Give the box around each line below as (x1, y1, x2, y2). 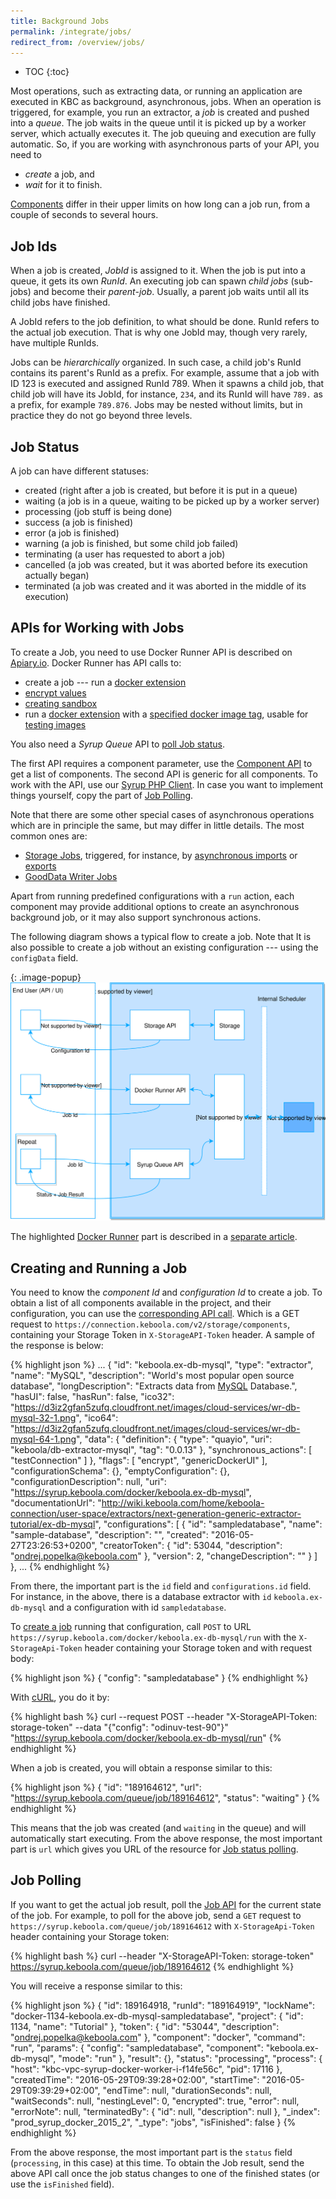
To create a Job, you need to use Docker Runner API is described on (10, 646, 293, 658)
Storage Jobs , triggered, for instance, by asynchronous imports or (24, 849, 298, 861)
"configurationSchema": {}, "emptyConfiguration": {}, (10, 1465, 230, 1477)
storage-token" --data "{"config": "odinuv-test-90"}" (10, 1721, 229, 1734)
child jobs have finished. (10, 296, 111, 309)
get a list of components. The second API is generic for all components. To (10, 768, 318, 780)
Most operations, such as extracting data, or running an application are (10, 85, 303, 97)
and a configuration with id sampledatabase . (48, 1601, 227, 1614)
